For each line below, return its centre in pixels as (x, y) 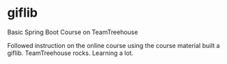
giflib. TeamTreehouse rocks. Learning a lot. (71, 53)
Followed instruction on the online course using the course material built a (113, 45)
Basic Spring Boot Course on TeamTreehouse (73, 32)
